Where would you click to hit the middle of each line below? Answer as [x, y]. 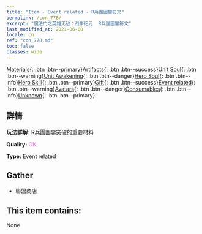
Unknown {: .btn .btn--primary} [57, 95]
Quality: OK [21, 144]
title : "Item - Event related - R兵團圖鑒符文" [65, 12]
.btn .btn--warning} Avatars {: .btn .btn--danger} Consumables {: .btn [91, 89]
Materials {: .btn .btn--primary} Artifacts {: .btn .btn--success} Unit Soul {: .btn [102, 69]
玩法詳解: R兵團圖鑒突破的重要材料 [50, 132]
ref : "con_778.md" [30, 40]
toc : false [20, 47]
